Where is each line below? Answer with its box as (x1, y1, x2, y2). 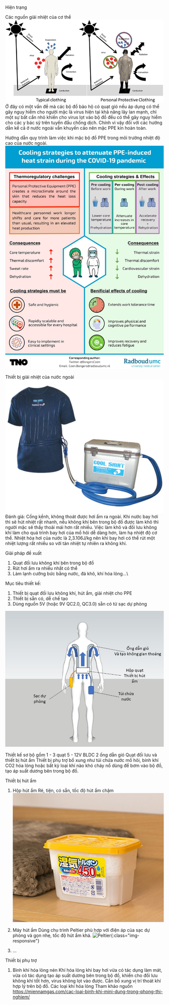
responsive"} (12, 937, 40, 943)
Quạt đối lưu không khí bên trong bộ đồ (12, 560, 94, 566)
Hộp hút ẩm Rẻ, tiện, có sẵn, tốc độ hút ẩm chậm (12, 788, 114, 794)
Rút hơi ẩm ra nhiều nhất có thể (12, 565, 78, 571)
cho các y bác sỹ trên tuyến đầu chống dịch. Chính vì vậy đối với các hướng (5, 120, 162, 126)
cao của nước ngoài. (5, 140, 48, 146)
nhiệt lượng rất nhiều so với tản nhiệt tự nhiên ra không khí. (5, 540, 127, 546)
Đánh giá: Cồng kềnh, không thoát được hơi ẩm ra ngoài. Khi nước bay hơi (5, 513, 158, 519)
